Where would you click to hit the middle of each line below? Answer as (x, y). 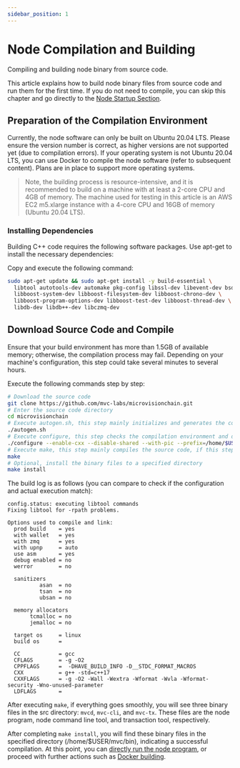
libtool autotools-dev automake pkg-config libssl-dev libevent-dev (118, 288)
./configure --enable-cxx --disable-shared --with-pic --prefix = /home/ (116, 443)
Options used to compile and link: (60, 523)
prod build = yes (44, 529)
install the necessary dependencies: (61, 254)
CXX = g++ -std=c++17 (62, 673)
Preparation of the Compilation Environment (107, 120)
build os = (38, 642)
